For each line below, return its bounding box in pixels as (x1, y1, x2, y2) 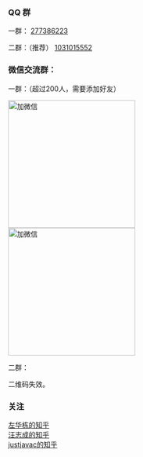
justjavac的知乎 (8, 440, 58, 449)
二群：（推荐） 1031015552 (8, 43, 92, 53)
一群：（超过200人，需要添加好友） (8, 84, 121, 93)
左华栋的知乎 (8, 420, 49, 430)
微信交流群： (8, 64, 57, 75)
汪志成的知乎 (8, 430, 49, 439)
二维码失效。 (8, 379, 49, 389)
